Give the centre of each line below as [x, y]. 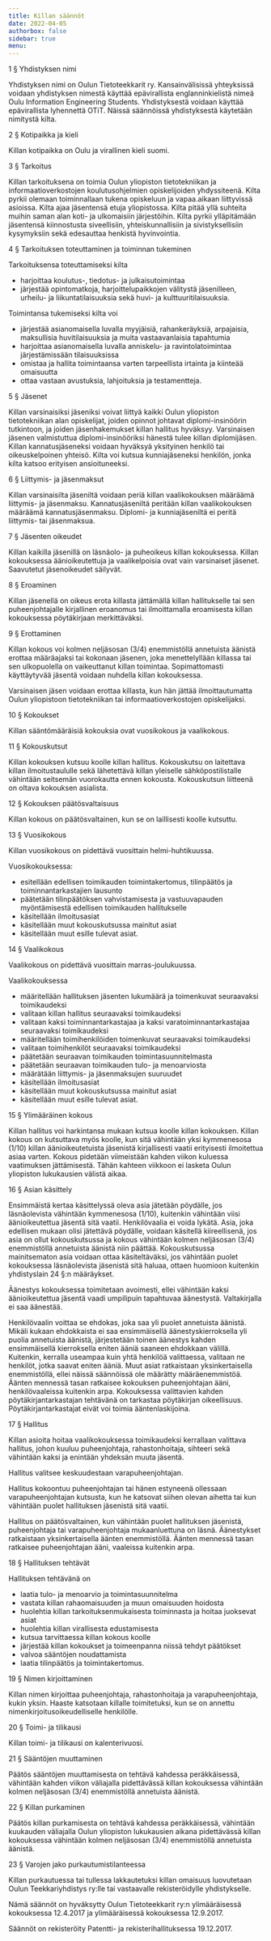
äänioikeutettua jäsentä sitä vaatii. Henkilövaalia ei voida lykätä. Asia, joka [131, 1222]
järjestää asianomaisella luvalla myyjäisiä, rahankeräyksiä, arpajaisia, [134, 329]
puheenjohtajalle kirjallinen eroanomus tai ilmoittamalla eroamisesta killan [131, 609]
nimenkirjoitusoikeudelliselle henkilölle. [73, 1712]
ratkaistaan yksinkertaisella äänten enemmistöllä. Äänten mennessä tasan [131, 1539]
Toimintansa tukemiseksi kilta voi [64, 313]
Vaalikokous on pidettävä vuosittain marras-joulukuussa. [102, 965]
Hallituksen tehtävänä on [50, 1578]
